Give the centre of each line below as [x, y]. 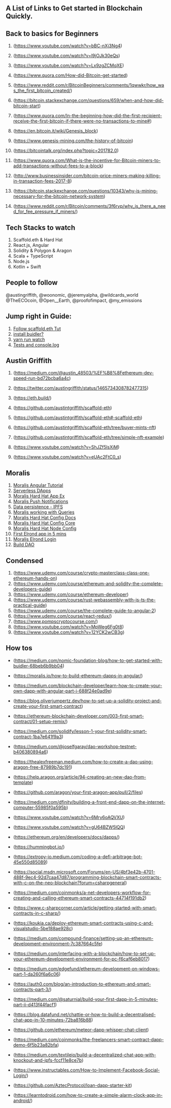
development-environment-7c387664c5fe [57, 943]
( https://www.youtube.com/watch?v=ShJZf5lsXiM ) [66, 447]
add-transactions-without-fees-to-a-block [57, 166]
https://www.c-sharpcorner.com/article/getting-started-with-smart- [86, 908]
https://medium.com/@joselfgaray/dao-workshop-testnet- [76, 746]
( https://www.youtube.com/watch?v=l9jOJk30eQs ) [66, 56]
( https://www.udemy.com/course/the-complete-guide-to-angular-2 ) [84, 611]
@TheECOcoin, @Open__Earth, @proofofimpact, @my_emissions [74, 300]
